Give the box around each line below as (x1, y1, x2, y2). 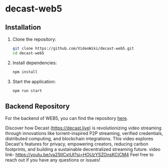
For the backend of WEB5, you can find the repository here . (5, 115, 128, 121)
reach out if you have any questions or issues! (5, 157, 100, 163)
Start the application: (12, 78, 56, 84)
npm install (12, 69, 38, 74)
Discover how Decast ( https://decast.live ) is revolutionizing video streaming (5, 125, 161, 131)
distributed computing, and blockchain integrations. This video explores (5, 136, 153, 142)
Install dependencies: (12, 60, 57, 66)
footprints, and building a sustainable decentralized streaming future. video (5, 146, 160, 152)
